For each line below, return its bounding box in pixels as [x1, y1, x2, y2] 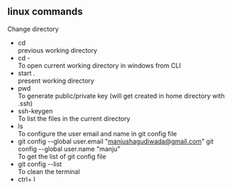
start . [17, 68, 36, 77]
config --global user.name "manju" [17, 144, 121, 153]
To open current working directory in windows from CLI [17, 61, 181, 70]
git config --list [17, 160, 62, 168]
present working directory [17, 76, 95, 85]
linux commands [7, 6, 84, 18]
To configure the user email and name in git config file [17, 129, 177, 138]
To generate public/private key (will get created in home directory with [17, 91, 225, 100]
